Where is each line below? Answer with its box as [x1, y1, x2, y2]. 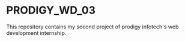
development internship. [6, 29, 67, 36]
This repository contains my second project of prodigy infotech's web [6, 23, 179, 30]
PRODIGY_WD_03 [6, 4, 96, 17]
